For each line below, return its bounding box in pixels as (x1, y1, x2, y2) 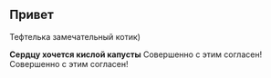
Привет (9, 7, 55, 23)
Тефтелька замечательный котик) (9, 31, 141, 42)
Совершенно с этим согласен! (9, 58, 130, 69)
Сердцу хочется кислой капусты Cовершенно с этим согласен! (9, 49, 263, 60)
